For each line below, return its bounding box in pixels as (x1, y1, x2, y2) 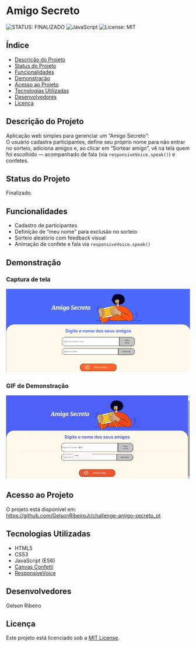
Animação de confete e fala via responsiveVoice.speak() (14, 241, 151, 248)
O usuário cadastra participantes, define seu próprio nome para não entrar (6, 138, 185, 145)
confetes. (6, 157, 29, 164)
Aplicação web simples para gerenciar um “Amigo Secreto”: (6, 132, 149, 139)
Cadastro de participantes (14, 222, 78, 229)
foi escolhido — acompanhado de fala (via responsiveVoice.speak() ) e (6, 150, 176, 158)
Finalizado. (6, 189, 33, 197)
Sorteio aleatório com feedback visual (14, 234, 106, 241)
